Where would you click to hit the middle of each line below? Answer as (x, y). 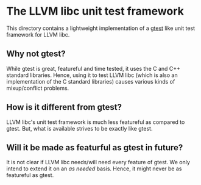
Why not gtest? (36, 54)
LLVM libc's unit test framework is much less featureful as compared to (96, 122)
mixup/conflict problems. (38, 88)
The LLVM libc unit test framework (95, 11)
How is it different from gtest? (64, 107)
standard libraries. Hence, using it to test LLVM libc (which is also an (92, 75)
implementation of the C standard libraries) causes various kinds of (91, 81)
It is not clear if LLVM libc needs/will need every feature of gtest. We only (98, 162)
